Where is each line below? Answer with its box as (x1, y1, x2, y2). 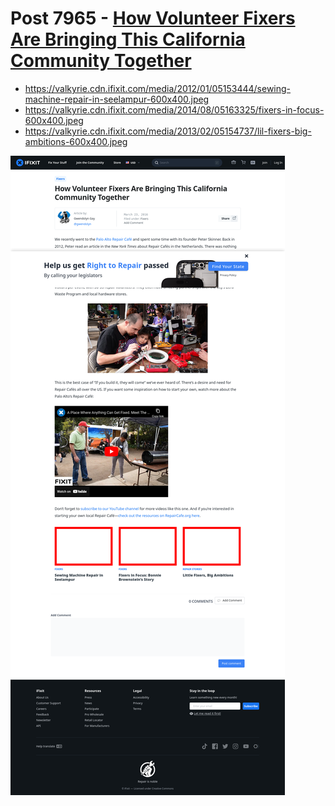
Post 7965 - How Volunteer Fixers (10, 7, 296, 30)
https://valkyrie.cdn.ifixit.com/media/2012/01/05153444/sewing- (24, 82, 292, 94)
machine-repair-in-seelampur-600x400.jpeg (24, 93, 210, 105)
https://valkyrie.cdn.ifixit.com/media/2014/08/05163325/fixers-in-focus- (24, 103, 325, 116)
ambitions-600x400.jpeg (24, 135, 128, 147)
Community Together (10, 50, 192, 72)
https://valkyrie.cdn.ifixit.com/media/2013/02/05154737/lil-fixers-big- (24, 125, 312, 137)
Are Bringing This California (10, 28, 246, 51)
